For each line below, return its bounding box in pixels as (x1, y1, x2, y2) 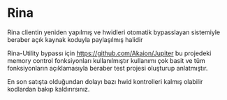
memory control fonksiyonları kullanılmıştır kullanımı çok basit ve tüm (7, 56, 205, 64)
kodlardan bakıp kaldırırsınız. (7, 85, 90, 93)
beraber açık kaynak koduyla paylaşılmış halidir (7, 35, 143, 43)
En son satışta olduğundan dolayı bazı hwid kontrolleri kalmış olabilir (7, 77, 203, 85)
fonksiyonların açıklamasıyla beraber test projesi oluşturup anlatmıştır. (7, 64, 208, 72)
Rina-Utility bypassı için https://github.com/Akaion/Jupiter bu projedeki (7, 49, 212, 57)
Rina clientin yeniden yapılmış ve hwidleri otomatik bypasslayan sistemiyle (7, 28, 221, 36)
